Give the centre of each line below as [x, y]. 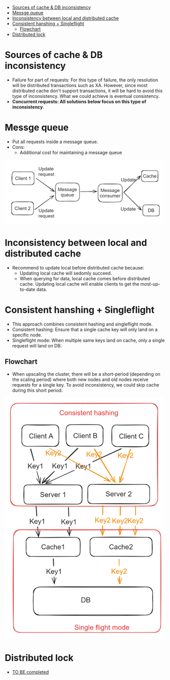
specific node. [27, 335]
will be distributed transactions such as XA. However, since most [80, 85]
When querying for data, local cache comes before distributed [85, 279]
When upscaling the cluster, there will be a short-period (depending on [86, 374]
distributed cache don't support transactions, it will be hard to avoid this [87, 91]
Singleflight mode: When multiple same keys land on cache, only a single [88, 340]
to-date [27, 289]
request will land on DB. [37, 346]
